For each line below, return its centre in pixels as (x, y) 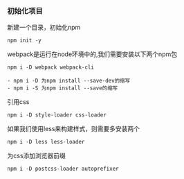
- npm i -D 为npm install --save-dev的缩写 (68, 81)
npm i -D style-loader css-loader (57, 115)
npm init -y (24, 41)
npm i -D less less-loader (46, 142)
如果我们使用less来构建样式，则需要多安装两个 (74, 129)
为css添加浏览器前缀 (36, 156)
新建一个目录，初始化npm (44, 27)
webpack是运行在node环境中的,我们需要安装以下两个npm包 (92, 54)
